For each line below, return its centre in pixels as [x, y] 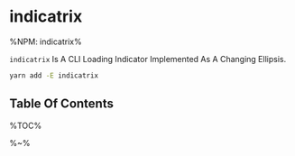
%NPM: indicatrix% [46, 41]
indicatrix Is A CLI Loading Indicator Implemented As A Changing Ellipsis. [148, 59]
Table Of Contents [62, 104]
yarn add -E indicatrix [54, 75]
